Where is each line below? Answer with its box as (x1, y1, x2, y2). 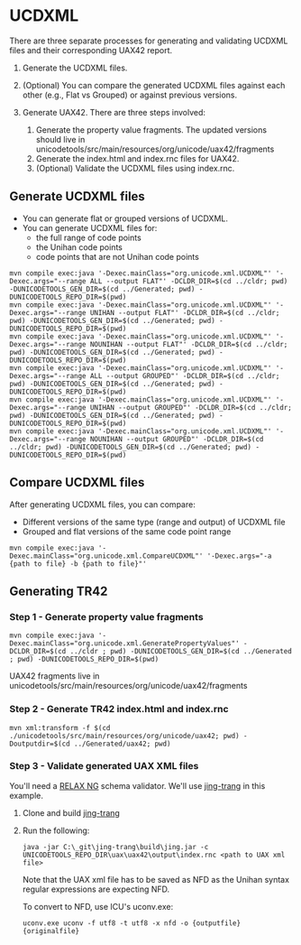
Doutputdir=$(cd (9, 739, 70, 748)
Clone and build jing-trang (22, 807, 120, 818)
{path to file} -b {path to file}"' (9, 559, 147, 569)
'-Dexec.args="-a (206, 551, 272, 561)
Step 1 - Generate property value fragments (9, 610, 205, 623)
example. (9, 790, 43, 801)
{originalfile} (22, 926, 80, 935)
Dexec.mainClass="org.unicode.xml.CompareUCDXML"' (9, 551, 204, 561)
